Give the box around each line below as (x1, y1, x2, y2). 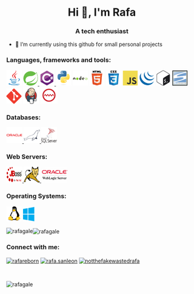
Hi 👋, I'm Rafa (67, 5, 136, 19)
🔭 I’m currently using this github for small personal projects (15, 41, 162, 48)
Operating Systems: (6, 192, 67, 200)
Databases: (6, 113, 41, 122)
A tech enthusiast (75, 27, 129, 36)
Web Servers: (6, 152, 48, 161)
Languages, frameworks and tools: (6, 56, 111, 64)
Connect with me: (6, 243, 60, 252)
